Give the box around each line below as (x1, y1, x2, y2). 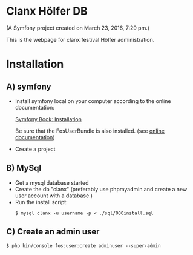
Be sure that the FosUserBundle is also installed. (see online (15, 127, 165, 134)
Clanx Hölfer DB (6, 4, 88, 18)
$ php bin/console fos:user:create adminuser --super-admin (6, 242, 162, 249)
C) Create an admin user (6, 227, 100, 237)
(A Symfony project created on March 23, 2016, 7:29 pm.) (6, 24, 150, 31)
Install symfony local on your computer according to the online (15, 97, 171, 104)
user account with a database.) (15, 192, 93, 199)
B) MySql (6, 163, 41, 173)
